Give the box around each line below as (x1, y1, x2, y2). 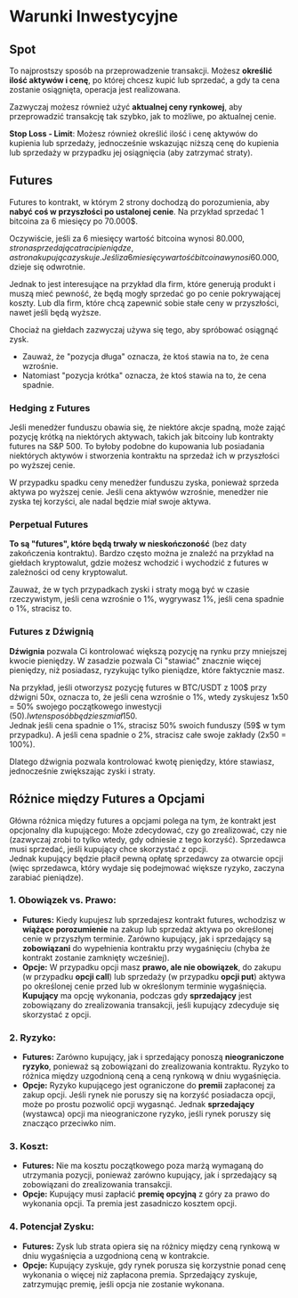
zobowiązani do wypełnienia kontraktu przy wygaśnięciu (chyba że (21, 942, 270, 953)
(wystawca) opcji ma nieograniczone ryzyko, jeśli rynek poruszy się (21, 1108, 271, 1120)
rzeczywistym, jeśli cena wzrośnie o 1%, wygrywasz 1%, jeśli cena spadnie (9, 594, 285, 604)
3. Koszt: (9, 1140, 49, 1153)
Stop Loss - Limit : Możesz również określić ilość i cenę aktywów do (9, 128, 258, 139)
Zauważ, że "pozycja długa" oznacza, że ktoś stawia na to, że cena (21, 350, 270, 362)
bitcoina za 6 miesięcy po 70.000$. (9, 216, 138, 226)
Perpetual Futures (9, 519, 89, 531)
